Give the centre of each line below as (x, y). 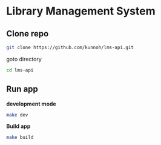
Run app (22, 89)
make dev (17, 115)
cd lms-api (20, 70)
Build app (18, 126)
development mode (31, 104)
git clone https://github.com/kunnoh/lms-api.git (70, 47)
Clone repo (28, 34)
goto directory (24, 59)
